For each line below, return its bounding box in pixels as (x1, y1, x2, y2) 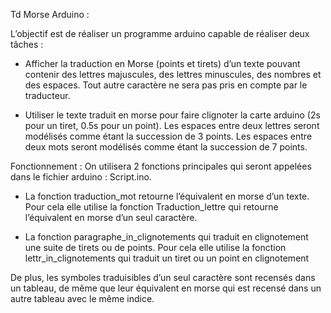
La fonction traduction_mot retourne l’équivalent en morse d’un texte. (24, 190, 310, 202)
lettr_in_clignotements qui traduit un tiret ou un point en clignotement (24, 252, 310, 264)
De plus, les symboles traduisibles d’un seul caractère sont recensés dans (10, 272, 316, 283)
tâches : (10, 39, 44, 50)
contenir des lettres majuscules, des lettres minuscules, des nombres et (24, 69, 322, 80)
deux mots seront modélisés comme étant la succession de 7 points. (24, 141, 308, 153)
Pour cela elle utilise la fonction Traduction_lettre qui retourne (24, 201, 279, 213)
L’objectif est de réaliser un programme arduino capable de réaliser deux (10, 28, 310, 39)
